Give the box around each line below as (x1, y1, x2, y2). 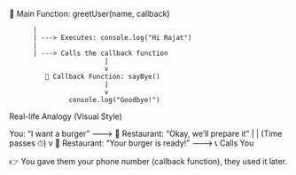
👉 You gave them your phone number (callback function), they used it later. (9, 156, 288, 166)
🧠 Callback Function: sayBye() (44, 72, 161, 81)
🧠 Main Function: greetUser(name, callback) (9, 9, 170, 19)
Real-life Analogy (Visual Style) (9, 111, 122, 122)
